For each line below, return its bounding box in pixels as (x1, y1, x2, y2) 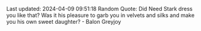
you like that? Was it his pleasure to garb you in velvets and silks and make (6, 12, 195, 19)
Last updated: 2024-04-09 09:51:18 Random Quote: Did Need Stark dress (6, 5, 193, 12)
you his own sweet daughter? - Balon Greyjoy (6, 18, 121, 25)
